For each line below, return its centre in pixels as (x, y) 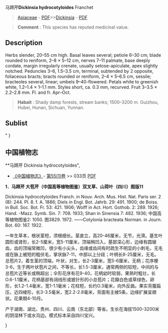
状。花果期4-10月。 (25, 298)
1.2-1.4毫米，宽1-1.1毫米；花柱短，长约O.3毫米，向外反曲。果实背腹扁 (90, 286)
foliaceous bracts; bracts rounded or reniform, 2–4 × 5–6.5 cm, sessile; (78, 76)
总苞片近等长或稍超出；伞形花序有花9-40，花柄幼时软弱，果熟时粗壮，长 (80, 273)
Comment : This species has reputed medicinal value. (73, 27)
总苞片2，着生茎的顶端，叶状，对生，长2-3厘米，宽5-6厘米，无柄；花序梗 (82, 261)
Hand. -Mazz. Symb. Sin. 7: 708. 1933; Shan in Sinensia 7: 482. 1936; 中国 (81, 213)
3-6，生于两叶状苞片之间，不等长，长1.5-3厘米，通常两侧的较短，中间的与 (82, 267)
